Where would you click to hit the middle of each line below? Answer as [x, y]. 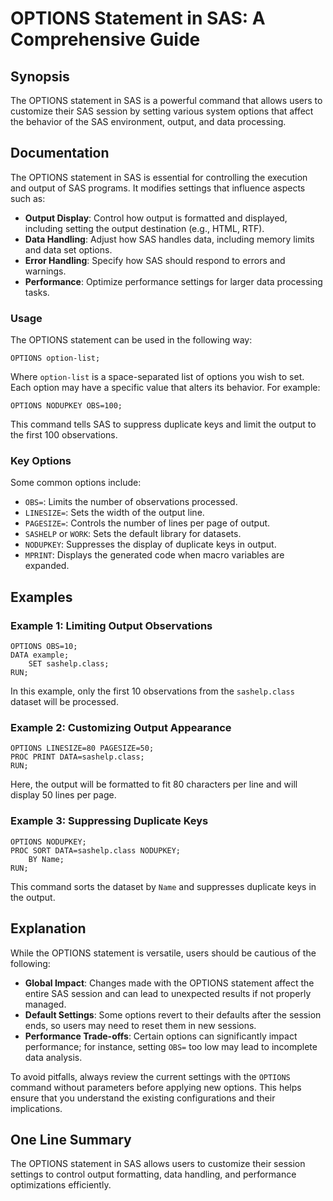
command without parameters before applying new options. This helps [156, 1087]
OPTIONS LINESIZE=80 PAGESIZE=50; [82, 748]
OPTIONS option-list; [55, 358]
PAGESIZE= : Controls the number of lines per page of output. [147, 523]
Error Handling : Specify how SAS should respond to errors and [155, 260]
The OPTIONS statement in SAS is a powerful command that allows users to [166, 100]
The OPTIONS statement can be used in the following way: [131, 340]
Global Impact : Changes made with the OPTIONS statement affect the [169, 983]
